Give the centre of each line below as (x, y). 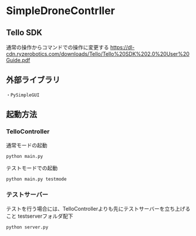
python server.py (27, 227)
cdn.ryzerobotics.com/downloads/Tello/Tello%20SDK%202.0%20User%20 (98, 54)
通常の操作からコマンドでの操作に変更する (58, 47)
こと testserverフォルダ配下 (40, 216)
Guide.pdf (18, 60)
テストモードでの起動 (32, 168)
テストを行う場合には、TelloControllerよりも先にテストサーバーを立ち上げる (98, 208)
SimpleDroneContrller (61, 11)
